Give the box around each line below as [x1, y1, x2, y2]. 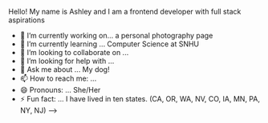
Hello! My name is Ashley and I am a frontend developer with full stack [8, 7, 242, 16]
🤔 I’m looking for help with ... [19, 56, 115, 65]
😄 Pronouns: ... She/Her [19, 85, 101, 94]
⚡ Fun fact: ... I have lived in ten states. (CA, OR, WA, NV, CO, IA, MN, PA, [19, 94, 261, 103]
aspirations [8, 15, 46, 25]
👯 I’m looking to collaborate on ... [19, 48, 129, 57]
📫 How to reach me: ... [19, 73, 97, 83]
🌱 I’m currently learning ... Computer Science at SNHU [19, 39, 200, 49]
